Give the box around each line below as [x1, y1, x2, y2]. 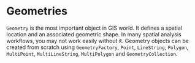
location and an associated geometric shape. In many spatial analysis [6, 30, 182, 38]
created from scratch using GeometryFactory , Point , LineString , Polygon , [6, 44, 189, 51]
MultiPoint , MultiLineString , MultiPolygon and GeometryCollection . [6, 50, 178, 57]
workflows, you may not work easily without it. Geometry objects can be [6, 37, 189, 44]
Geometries [6, 4, 67, 18]
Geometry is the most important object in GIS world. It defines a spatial [6, 24, 183, 31]
